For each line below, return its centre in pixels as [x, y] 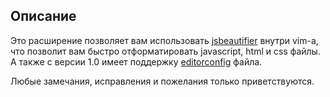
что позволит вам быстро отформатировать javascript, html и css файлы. [165, 51]
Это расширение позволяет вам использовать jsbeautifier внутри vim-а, [164, 40]
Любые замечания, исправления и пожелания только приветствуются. [162, 81]
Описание [43, 16]
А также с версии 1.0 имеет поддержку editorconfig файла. [136, 61]
